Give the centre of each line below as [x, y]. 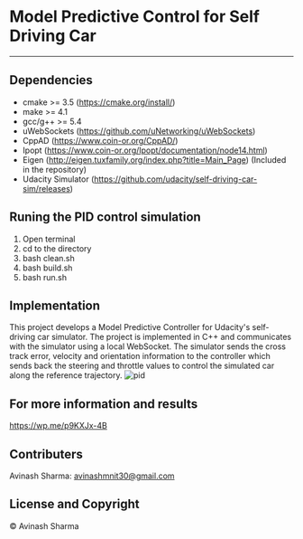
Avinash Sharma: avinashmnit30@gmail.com [92, 476]
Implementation [55, 305]
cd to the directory [57, 248]
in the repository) [55, 169]
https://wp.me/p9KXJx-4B [59, 426]
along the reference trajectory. [66, 375]
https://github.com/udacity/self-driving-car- [176, 179]
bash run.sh [45, 277]
